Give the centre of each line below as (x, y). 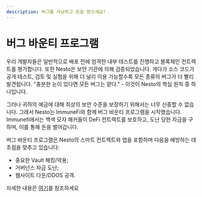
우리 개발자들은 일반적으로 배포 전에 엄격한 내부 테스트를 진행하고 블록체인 (93, 61)
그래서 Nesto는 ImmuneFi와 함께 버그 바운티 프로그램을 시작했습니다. (100, 111)
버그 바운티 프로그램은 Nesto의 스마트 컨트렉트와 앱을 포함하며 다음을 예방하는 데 (101, 140)
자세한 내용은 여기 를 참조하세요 (43, 188)
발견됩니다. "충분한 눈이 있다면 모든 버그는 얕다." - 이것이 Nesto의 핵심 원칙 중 (98, 84)
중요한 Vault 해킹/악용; (42, 160)
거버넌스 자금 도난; (37, 167)
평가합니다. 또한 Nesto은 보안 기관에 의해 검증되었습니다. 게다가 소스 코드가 (106, 69)
